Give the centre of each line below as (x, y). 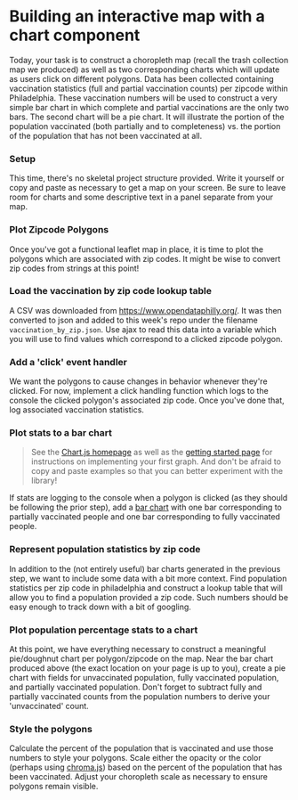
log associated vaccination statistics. (77, 410)
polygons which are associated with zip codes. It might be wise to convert (145, 258)
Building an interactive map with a (137, 16)
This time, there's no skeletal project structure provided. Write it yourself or (147, 178)
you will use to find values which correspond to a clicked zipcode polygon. (146, 339)
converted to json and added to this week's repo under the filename (133, 320)
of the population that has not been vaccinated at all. (106, 135)
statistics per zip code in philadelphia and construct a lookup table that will (146, 588)
